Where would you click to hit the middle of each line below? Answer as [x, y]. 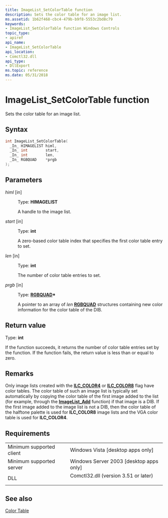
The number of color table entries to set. [59, 275]
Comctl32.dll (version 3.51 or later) [111, 476]
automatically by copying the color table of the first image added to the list [82, 396]
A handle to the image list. [44, 212]
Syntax [16, 130]
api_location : [20, 52]
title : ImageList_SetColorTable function [49, 10]
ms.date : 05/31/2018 [27, 75]
